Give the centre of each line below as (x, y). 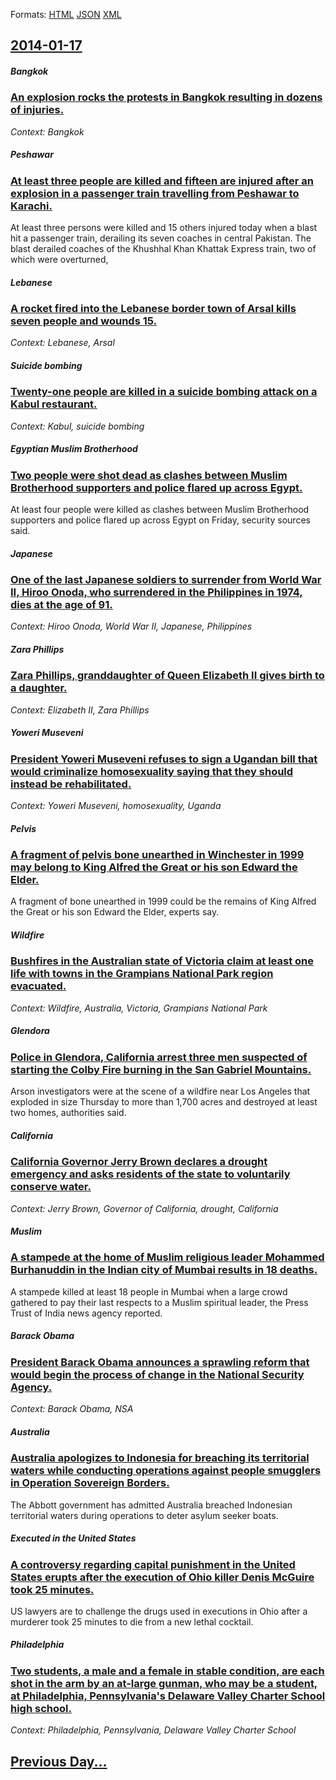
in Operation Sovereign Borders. (90, 1483)
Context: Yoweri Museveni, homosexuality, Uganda (116, 806)
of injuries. (37, 110)
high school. (41, 1708)
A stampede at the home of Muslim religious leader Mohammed (167, 1257)
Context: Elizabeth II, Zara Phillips (80, 710)
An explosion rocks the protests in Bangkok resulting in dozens (166, 97)
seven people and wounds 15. (84, 321)
